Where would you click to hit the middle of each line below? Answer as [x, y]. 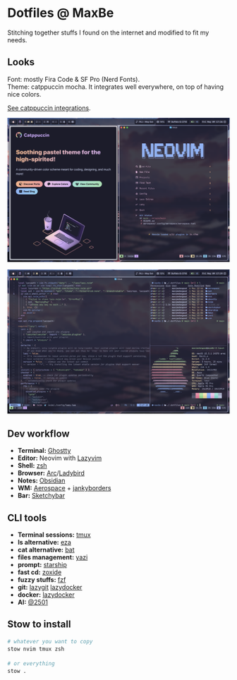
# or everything [31, 664]
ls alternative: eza [44, 542]
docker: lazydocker [46, 595]
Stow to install [39, 625]
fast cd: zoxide [39, 572]
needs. [17, 40]
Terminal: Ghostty [44, 451]
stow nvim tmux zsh [36, 649]
